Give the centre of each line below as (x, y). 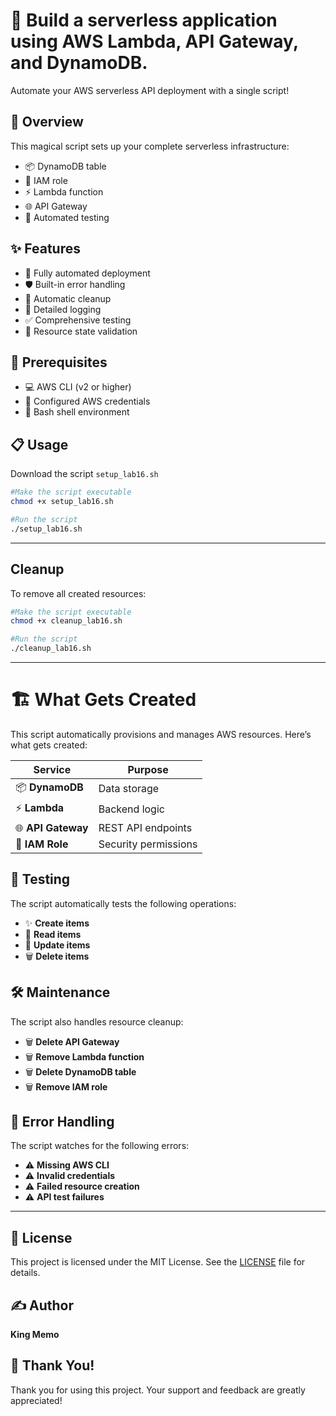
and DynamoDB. (79, 63)
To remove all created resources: (78, 593)
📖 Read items (53, 934)
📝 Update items (57, 945)
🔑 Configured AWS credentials (87, 401)
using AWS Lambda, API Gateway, (154, 41)
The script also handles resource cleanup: (97, 1021)
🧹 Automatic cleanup (68, 298)
